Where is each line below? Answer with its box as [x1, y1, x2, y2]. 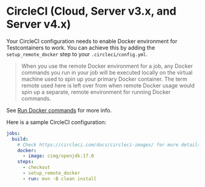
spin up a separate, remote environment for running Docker [21, 88, 171, 95]
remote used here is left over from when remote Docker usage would [21, 81, 195, 89]
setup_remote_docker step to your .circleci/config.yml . [6, 50, 148, 57]
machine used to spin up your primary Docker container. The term [21, 75, 188, 82]
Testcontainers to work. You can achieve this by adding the [6, 44, 156, 51]
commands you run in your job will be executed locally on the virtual [21, 68, 193, 76]
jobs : [6, 130, 20, 136]
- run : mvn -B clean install [22, 175, 97, 182]
